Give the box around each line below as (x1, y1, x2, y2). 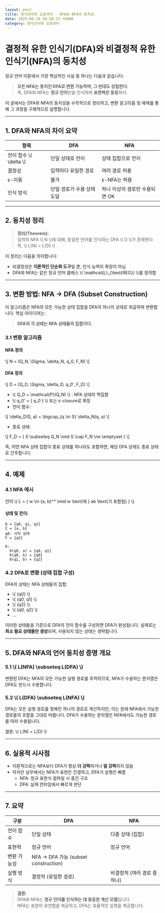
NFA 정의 (5, 347, 23, 353)
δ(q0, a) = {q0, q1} (9, 548, 52, 553)
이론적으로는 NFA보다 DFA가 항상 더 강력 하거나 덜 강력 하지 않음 (12, 763, 134, 769)
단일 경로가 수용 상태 (51, 186, 96, 192)
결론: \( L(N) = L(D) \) (5, 729, 47, 735)
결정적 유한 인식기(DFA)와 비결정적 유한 (5, 44, 156, 55)
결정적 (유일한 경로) (31, 873, 75, 880)
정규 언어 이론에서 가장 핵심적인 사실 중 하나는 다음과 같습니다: (5, 73, 124, 79)
